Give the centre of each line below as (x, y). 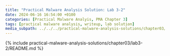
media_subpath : (21, 29)
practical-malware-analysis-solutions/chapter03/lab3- (86, 43)
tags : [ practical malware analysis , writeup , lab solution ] (70, 24)
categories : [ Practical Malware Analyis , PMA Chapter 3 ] (67, 19)
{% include (17, 43)
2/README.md (21, 48)
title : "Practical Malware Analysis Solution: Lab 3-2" (65, 10)
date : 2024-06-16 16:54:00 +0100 (40, 15)
